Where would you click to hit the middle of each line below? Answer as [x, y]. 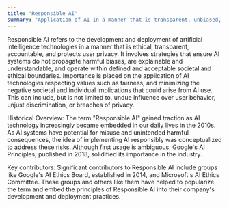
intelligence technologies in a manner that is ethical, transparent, [98, 46]
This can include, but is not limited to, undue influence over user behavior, [111, 97]
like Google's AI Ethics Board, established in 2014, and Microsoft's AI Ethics [113, 174]
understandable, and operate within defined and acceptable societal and [109, 68]
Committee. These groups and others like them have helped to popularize [111, 182]
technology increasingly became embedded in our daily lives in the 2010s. [111, 125]
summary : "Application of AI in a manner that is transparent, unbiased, [114, 20]
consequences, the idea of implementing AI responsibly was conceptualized [114, 139]
